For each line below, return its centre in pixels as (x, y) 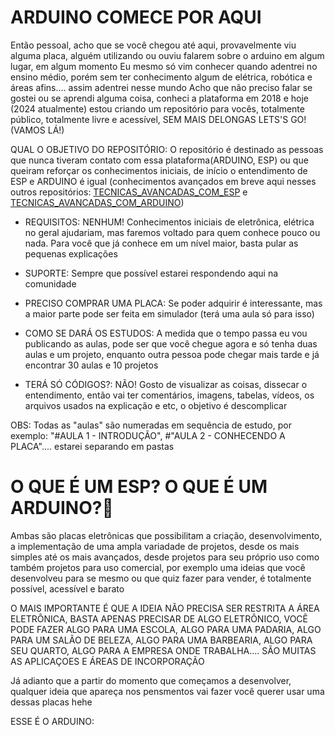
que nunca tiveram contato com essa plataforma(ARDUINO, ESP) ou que (159, 160)
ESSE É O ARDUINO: (52, 721)
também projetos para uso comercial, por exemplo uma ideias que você (158, 567)
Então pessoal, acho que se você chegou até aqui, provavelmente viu (153, 45)
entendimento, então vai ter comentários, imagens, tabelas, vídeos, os (169, 395)
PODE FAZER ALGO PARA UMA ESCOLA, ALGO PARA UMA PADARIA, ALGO (166, 629)
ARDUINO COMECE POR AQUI (136, 17)
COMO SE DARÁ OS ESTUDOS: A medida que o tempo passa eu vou (166, 333)
